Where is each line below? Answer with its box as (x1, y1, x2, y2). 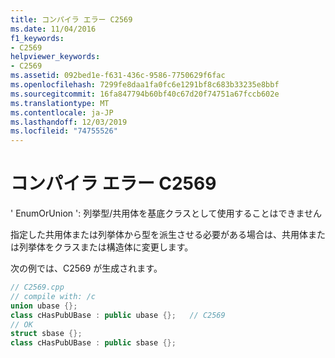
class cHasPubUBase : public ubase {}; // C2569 (10, 310, 226, 320)
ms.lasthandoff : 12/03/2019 (10, 117, 128, 127)
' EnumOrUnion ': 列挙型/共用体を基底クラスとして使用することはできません (10, 207, 323, 220)
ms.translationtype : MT (10, 98, 110, 108)
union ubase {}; (10, 301, 78, 311)
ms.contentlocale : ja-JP (10, 107, 114, 118)
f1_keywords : (10, 33, 65, 43)
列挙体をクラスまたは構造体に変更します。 (18, 241, 194, 253)
